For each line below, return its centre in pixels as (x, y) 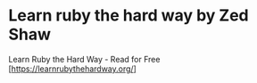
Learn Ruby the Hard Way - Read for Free (84, 59)
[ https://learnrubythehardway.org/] (73, 69)
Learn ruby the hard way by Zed (128, 16)
